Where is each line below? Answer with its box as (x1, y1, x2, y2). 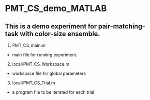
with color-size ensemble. (19, 29, 100, 38)
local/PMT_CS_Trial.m (12, 80, 56, 86)
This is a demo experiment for (5, 22, 97, 30)
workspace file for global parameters (12, 71, 86, 76)
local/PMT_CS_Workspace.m (12, 61, 70, 67)
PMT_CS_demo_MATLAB (5, 3, 107, 14)
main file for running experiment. (12, 52, 77, 57)
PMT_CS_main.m (12, 43, 46, 48)
